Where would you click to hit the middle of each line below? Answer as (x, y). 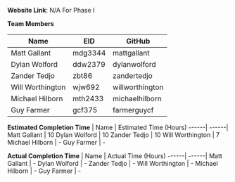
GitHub (138, 41)
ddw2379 (89, 64)
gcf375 (85, 110)
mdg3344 (89, 53)
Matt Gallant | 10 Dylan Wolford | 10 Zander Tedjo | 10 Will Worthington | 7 (114, 135)
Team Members (31, 24)
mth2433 (88, 99)
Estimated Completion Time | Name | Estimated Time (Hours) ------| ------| (118, 127)
